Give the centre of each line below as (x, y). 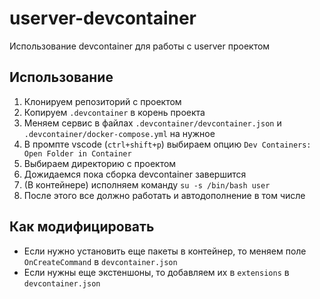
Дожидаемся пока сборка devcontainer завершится (135, 174)
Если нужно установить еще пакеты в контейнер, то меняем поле (165, 251)
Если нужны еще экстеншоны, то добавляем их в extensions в (156, 272)
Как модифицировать (82, 227)
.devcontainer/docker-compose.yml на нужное (119, 133)
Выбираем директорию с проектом (100, 163)
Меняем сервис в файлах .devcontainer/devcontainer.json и (152, 123)
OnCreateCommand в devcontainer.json (100, 261)
